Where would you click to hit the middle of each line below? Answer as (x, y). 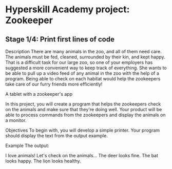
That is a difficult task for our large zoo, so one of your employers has (79, 62)
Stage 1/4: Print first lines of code (60, 39)
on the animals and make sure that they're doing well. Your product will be (84, 109)
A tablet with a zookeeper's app (39, 94)
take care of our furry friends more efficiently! (54, 84)
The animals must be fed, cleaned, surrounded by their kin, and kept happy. (85, 57)
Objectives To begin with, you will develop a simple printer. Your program (83, 130)
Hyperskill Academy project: (68, 9)
